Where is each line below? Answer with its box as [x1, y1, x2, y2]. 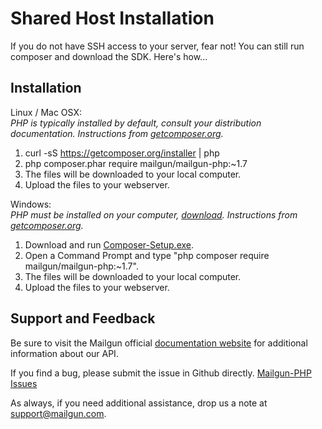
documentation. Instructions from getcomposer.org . [10, 127, 224, 139]
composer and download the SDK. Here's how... [10, 50, 208, 62]
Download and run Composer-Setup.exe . [24, 238, 195, 251]
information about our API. [10, 347, 119, 359]
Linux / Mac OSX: [10, 106, 82, 118]
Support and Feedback [10, 310, 156, 327]
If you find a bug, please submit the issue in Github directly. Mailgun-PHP [10, 367, 312, 379]
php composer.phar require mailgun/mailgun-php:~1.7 [24, 157, 248, 169]
